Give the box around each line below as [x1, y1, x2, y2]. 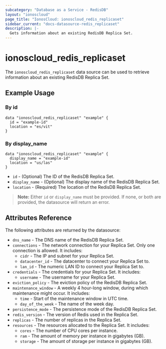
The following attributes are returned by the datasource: [5, 227, 121, 233]
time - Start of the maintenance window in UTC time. [19, 295, 128, 301]
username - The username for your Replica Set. [19, 274, 116, 280]
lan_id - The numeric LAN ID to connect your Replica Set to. [19, 263, 144, 269]
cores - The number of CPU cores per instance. [19, 327, 118, 333]
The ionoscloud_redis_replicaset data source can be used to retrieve [5, 69, 149, 75]
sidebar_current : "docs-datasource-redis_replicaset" [5, 21, 120, 27]
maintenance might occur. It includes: [12, 290, 90, 296]
